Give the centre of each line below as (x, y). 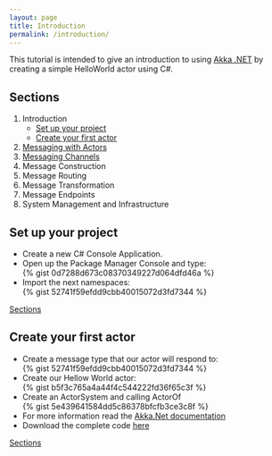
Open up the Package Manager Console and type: (114, 263)
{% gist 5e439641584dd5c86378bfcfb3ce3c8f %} (115, 406)
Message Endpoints (58, 195)
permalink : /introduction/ (59, 34)
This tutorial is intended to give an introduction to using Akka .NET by (136, 60)
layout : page (33, 17)
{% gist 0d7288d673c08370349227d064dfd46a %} (118, 273)
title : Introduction (48, 26)
